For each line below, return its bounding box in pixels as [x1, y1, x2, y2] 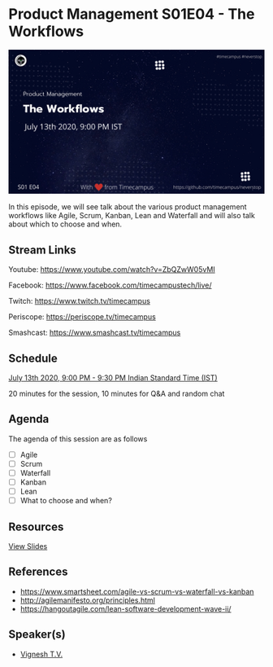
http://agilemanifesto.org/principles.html [19, 595, 156, 605]
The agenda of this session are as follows [8, 433, 148, 444]
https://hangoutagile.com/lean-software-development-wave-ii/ [19, 603, 232, 613]
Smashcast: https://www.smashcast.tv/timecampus [8, 327, 181, 338]
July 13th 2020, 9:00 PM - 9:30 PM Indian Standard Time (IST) [8, 373, 218, 383]
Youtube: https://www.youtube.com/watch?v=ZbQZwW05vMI [8, 265, 215, 274]
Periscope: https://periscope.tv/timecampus [8, 312, 156, 322]
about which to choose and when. [8, 219, 123, 229]
